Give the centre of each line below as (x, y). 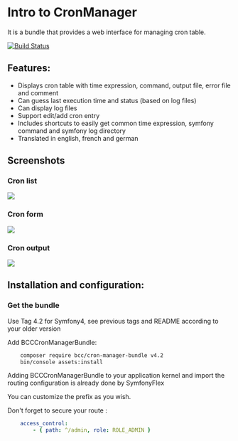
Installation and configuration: (76, 285)
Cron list (22, 181)
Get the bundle (33, 305)
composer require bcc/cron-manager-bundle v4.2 (92, 355)
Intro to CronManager (72, 12)
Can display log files (47, 108)
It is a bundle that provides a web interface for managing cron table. (107, 32)
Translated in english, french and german (78, 138)
